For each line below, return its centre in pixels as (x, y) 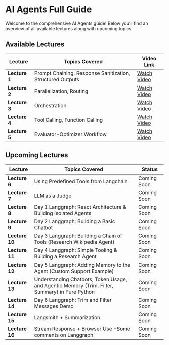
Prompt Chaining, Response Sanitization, (82, 73)
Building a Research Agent (65, 256)
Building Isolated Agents (63, 213)
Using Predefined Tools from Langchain (81, 181)
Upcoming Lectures (37, 155)
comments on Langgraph (64, 335)
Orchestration (51, 105)
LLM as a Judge (53, 196)
